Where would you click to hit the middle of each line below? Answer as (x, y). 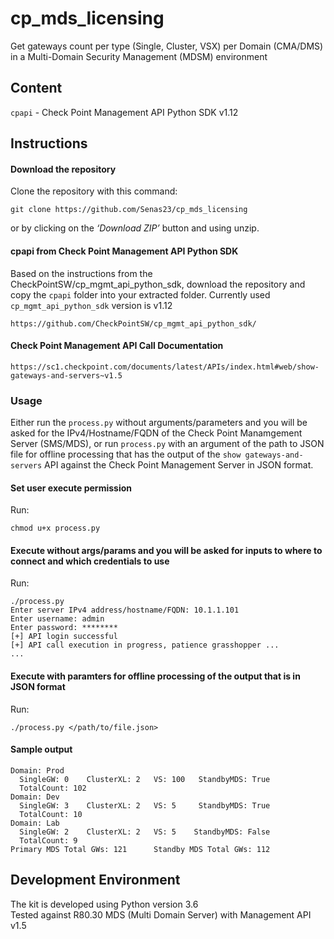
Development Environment (95, 880)
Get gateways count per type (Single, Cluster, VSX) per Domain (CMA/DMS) (167, 46)
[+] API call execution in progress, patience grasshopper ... (145, 645)
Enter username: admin (57, 619)
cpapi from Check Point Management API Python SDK (124, 251)
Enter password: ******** (64, 628)
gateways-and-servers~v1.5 (66, 375)
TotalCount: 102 (53, 788)
